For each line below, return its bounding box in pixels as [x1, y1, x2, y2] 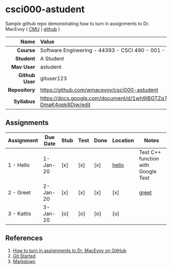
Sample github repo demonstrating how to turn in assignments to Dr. [5, 20, 149, 27]
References [5, 234, 43, 242]
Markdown [12, 258, 36, 264]
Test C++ [139, 148, 161, 155]
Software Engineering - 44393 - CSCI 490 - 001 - [40, 47, 165, 54]
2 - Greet [8, 189, 31, 196]
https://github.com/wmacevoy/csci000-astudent [40, 86, 159, 93]
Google [139, 168, 157, 175]
